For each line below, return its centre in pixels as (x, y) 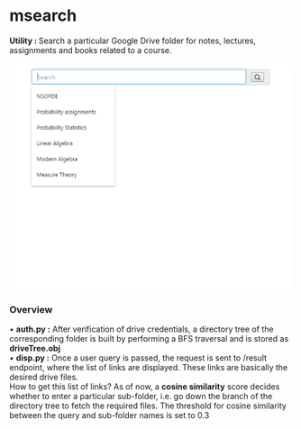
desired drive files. (44, 377)
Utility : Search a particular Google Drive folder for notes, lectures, (133, 41)
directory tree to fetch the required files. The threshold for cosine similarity (148, 406)
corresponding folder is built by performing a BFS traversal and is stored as (149, 338)
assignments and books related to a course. (91, 50)
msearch (43, 16)
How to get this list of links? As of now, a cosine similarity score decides (145, 386)
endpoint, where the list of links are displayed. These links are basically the (149, 367)
